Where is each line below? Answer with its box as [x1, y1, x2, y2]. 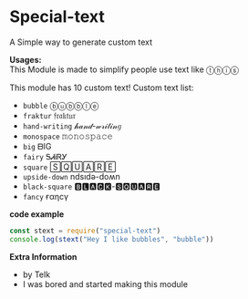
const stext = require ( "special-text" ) [9, 226, 161, 235]
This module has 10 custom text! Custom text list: [9, 82, 194, 93]
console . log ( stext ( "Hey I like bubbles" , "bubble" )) [9, 234, 214, 243]
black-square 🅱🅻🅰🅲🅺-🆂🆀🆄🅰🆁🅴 [22, 180, 161, 191]
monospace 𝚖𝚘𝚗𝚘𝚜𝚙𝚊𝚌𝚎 [22, 130, 114, 141]
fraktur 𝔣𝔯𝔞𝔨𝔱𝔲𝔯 [22, 109, 76, 120]
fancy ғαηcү [22, 191, 69, 201]
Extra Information [9, 251, 77, 262]
